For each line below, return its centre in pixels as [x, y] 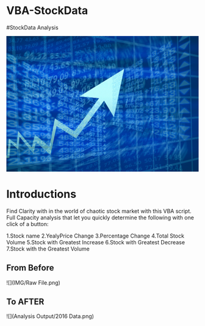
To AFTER [25, 301]
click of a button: [27, 224]
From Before [30, 268]
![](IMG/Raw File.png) [34, 282]
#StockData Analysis [33, 27]
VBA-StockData [47, 11]
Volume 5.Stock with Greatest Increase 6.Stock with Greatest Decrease [95, 242]
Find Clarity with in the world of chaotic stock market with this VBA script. [99, 211]
